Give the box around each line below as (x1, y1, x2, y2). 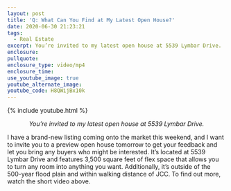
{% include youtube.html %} (7, 107, 88, 115)
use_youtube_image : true (7, 74, 79, 82)
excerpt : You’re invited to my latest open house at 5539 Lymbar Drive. (7, 42, 222, 49)
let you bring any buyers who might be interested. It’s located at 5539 (7, 148, 206, 156)
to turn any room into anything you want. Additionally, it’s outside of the (7, 163, 211, 171)
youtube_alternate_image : (7, 81, 82, 88)
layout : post (7, 10, 45, 17)
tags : (7, 29, 23, 37)
